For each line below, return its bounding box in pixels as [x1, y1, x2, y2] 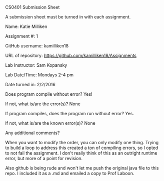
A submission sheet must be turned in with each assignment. [5, 14, 131, 19]
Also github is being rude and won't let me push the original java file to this [5, 165, 159, 171]
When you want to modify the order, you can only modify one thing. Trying [5, 140, 159, 145]
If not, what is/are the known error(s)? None [5, 120, 96, 126]
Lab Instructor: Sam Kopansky [5, 62, 67, 68]
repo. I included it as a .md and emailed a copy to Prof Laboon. [5, 171, 134, 176]
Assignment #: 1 [5, 33, 38, 39]
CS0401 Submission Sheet [5, 4, 60, 10]
